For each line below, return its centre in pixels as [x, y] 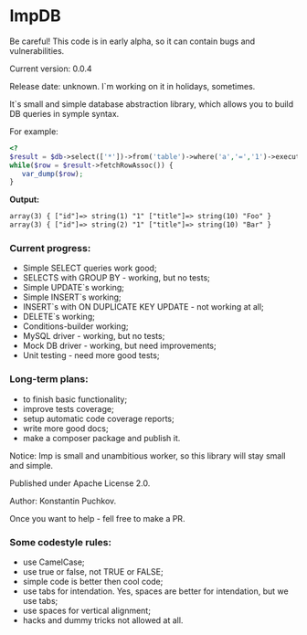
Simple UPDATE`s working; [74, 288]
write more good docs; [65, 428]
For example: [34, 131]
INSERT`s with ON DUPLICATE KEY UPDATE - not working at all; [143, 307]
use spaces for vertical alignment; [86, 610]
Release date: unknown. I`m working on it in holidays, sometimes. [132, 86]
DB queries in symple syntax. [64, 113]
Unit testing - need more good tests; [91, 355]
